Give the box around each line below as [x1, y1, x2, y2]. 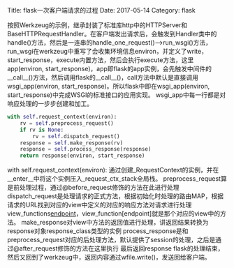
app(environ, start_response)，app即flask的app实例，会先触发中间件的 [7, 65, 212, 73]
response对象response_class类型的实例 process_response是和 [7, 227, 189, 235]
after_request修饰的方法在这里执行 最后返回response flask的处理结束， [19, 244, 224, 253]
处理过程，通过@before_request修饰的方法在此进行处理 [19, 184, 180, 192]
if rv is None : [20, 126, 64, 133]
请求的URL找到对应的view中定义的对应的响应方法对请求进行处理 [7, 201, 192, 209]
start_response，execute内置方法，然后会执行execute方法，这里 [7, 56, 194, 64]
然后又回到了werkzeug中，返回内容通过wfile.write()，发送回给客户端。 [7, 253, 211, 262]
